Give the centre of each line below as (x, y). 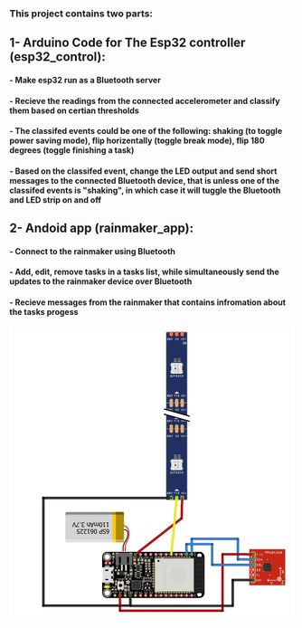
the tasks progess (44, 311)
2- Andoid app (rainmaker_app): (102, 228)
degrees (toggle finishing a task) (72, 150)
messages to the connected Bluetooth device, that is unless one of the (145, 180)
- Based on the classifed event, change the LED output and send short (143, 171)
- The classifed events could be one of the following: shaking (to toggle (146, 131)
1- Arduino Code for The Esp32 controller (127, 43)
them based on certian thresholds (75, 110)
